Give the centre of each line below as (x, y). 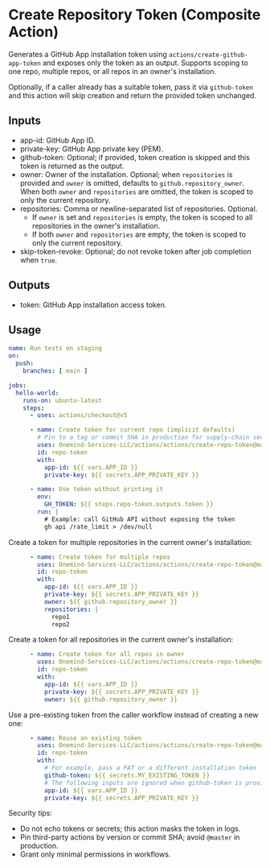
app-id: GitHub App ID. (57, 140)
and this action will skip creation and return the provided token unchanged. (133, 95)
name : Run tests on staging (55, 349)
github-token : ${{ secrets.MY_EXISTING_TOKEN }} (127, 775)
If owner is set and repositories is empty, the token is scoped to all (142, 217)
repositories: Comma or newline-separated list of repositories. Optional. (139, 208)
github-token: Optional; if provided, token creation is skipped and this (135, 157)
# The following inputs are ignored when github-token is (143, 782)
